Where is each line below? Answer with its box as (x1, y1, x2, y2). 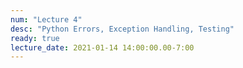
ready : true (10, 33, 60, 43)
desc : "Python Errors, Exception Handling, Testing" (10, 24, 235, 34)
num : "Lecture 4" (10, 14, 83, 25)
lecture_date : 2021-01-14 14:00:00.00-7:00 (10, 42, 195, 53)
